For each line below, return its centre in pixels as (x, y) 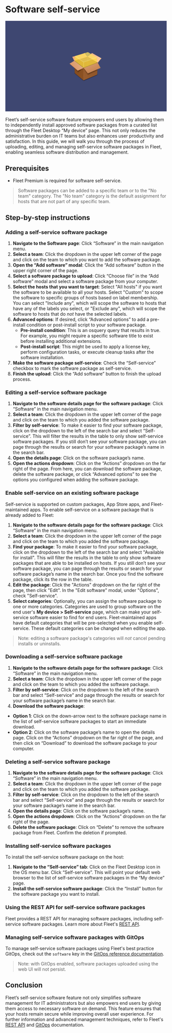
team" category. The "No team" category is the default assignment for (92, 196)
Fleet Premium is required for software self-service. (67, 181)
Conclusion (24, 985)
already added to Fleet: (30, 515)
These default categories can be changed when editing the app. (99, 628)
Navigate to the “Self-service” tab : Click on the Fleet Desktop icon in (86, 867)
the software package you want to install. (56, 894)
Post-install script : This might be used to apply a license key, (85, 346)
